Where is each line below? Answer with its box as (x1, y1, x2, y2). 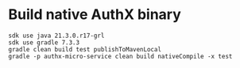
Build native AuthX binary (8, 6, 181, 24)
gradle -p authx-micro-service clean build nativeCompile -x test (8, 52, 233, 60)
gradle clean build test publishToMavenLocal (8, 45, 161, 53)
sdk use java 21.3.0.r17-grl (8, 32, 105, 40)
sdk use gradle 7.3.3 (8, 38, 80, 47)
